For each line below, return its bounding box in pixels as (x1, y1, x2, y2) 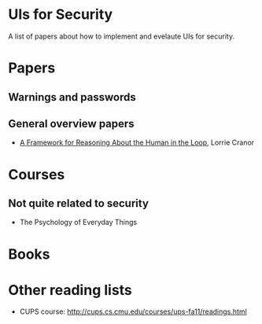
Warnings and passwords (8, 90, 136, 104)
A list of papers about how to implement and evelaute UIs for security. (8, 31, 234, 41)
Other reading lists (8, 281, 132, 299)
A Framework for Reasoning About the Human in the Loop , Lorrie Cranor (19, 138, 255, 147)
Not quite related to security (8, 197, 149, 210)
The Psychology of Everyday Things (19, 218, 138, 227)
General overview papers (8, 116, 135, 131)
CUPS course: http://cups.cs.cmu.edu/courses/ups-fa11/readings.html (19, 307, 248, 316)
